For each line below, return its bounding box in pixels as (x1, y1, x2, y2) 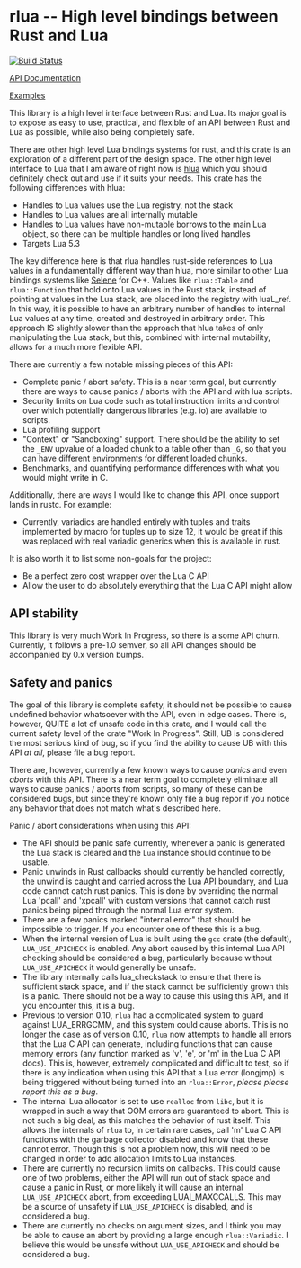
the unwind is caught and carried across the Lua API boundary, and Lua (22, 876, 288, 886)
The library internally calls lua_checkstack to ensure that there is (22, 971, 261, 982)
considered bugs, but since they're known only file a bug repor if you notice (9, 793, 290, 804)
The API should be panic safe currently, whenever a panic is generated (22, 837, 286, 848)
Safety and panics (9, 675, 114, 690)
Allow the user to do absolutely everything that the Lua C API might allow (22, 580, 293, 590)
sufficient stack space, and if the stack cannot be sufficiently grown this (22, 981, 289, 992)
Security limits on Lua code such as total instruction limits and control (22, 395, 280, 406)
